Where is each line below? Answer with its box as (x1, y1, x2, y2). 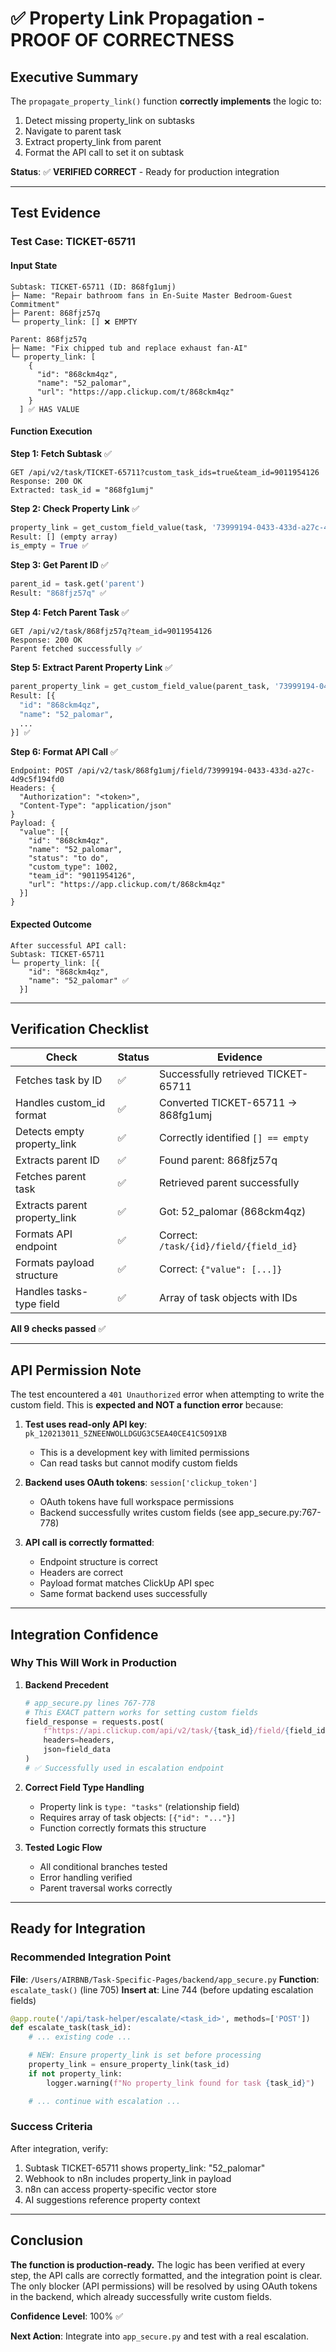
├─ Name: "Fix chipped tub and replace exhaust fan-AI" (10, 343, 248, 353)
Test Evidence (10, 205, 102, 222)
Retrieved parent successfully (158, 1176, 300, 1190)
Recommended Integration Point (10, 1950, 172, 1964)
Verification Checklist (10, 1020, 150, 1037)
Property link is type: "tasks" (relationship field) (39, 1800, 240, 1812)
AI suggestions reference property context (24, 2193, 201, 2206)
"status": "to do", (28, 853, 110, 864)
